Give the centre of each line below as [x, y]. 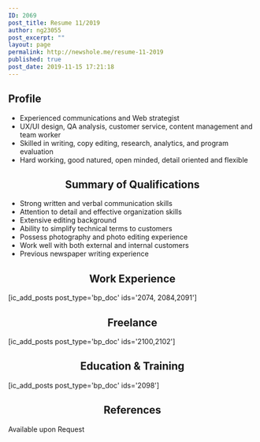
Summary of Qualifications [132, 184]
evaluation [36, 152]
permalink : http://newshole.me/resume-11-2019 [86, 52]
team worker [40, 134]
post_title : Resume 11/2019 [54, 23]
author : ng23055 [35, 30]
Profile [25, 99]
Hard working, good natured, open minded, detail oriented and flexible [134, 159]
